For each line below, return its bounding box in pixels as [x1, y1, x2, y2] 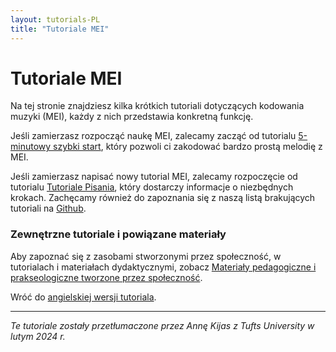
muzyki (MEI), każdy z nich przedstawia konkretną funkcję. [10, 111, 254, 123]
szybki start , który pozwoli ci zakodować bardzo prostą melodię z [53, 141, 323, 153]
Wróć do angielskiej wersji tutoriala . [10, 291, 157, 303]
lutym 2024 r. [10, 330, 66, 342]
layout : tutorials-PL [10, 14, 101, 25]
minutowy [10, 141, 52, 153]
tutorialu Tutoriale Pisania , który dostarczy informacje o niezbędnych [10, 181, 294, 193]
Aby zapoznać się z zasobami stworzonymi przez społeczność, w [10, 250, 282, 262]
